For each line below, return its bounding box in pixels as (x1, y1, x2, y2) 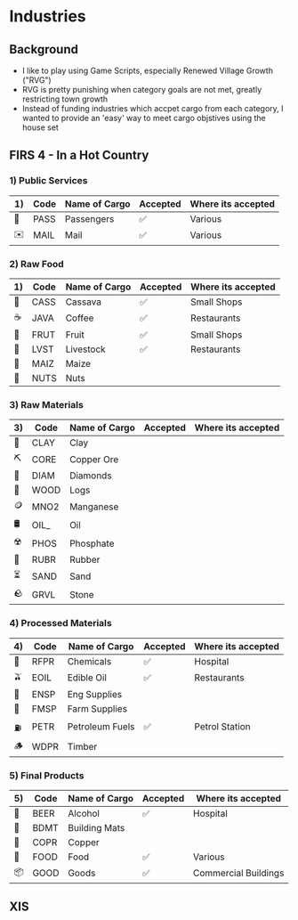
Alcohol (68, 807, 101, 819)
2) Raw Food (9, 257, 64, 270)
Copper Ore (69, 452, 119, 465)
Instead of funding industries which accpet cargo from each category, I (21, 103, 284, 113)
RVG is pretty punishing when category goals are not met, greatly (21, 85, 262, 94)
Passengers (65, 212, 115, 224)
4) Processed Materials (9, 617, 113, 630)
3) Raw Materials (9, 398, 85, 411)
